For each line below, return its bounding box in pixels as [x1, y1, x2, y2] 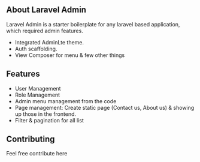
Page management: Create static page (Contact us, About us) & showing [14, 104, 195, 111]
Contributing [6, 134, 55, 145]
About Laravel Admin [6, 5, 87, 15]
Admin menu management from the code [14, 97, 117, 104]
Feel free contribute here [6, 150, 68, 157]
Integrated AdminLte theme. [14, 38, 84, 46]
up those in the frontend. [14, 110, 77, 118]
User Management [14, 85, 61, 92]
